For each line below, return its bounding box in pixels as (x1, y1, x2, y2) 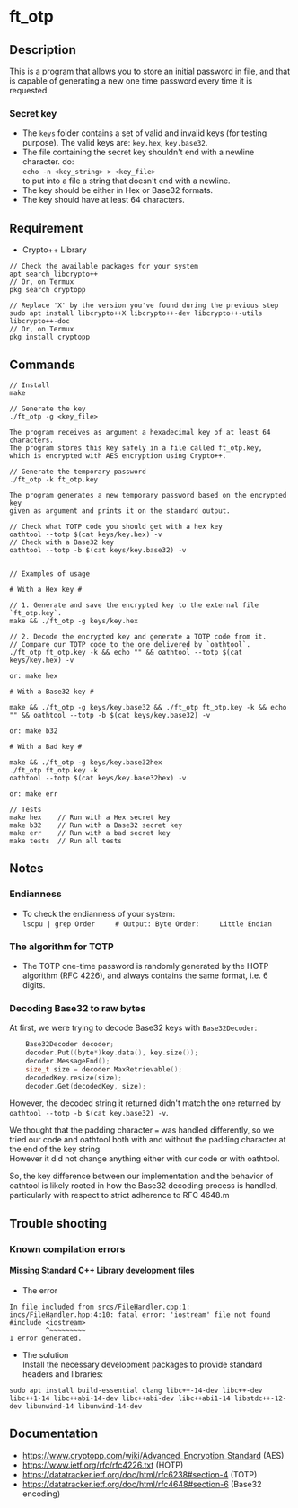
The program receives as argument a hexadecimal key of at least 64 (9, 428, 271, 437)
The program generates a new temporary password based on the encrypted (9, 490, 287, 499)
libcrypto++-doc (9, 317, 70, 326)
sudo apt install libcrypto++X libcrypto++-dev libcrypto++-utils (9, 309, 263, 318)
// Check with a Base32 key (9, 537, 115, 547)
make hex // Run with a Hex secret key (9, 813, 171, 822)
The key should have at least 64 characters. (22, 195, 186, 206)
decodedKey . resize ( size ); (25, 1073, 123, 1082)
